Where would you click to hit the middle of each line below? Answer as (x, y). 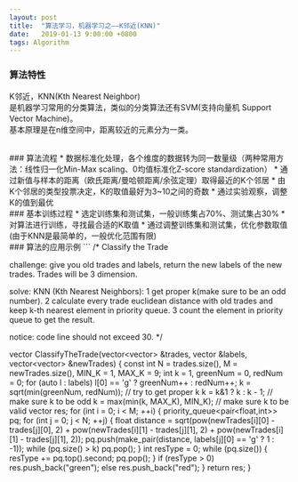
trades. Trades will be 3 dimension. (73, 274)
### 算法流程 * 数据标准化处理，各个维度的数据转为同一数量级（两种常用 (143, 157)
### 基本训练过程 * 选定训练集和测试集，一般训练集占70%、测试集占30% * (147, 213)
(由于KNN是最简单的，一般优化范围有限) (83, 236)
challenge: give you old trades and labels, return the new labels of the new (146, 264)
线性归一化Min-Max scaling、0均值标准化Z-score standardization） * (151, 169)
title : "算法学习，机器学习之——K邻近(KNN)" (85, 26)
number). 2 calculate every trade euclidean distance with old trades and (141, 301)
